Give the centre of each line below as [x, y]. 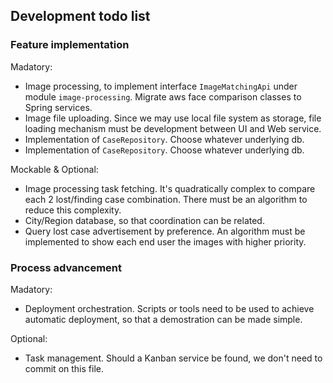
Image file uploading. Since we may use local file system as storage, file [173, 118]
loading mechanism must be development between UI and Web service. [173, 128]
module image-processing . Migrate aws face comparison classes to [163, 96]
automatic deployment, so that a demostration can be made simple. [163, 319]
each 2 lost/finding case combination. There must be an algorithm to [166, 199]
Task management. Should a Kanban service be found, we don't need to [173, 358]
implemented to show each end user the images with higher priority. [165, 241]
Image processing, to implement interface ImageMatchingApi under [161, 86]
